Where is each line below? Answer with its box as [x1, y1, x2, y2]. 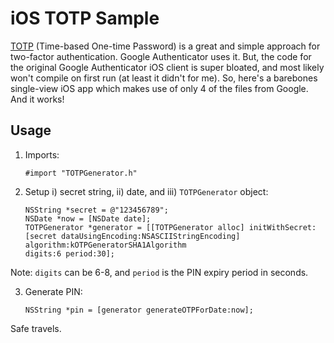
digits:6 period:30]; [24, 248, 115, 259]
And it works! [10, 93, 65, 105]
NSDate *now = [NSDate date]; [24, 213, 152, 224]
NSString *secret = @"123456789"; [24, 205, 169, 215]
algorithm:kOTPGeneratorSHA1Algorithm [24, 240, 187, 250]
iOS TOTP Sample [10, 7, 160, 30]
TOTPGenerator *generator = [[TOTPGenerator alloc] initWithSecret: [24, 222, 317, 232]
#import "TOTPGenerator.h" [24, 168, 138, 178]
